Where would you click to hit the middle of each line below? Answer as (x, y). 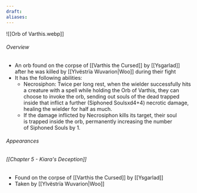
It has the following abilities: (48, 77)
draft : (14, 11)
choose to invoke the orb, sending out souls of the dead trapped (101, 96)
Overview (18, 47)
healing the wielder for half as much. (68, 109)
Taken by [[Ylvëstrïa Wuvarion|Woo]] (59, 184)
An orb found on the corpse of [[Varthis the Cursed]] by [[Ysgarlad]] (97, 65)
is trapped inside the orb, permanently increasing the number (98, 121)
